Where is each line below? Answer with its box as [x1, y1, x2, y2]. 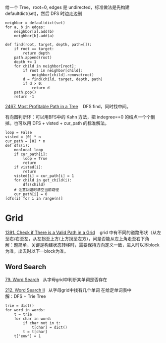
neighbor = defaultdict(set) [5, 20, 65, 25]
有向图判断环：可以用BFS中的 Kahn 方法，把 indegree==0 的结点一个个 [5, 114, 151, 120]
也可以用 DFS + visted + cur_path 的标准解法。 [13, 120, 110, 126]
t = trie [14, 312, 32, 317]
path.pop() [14, 90, 37, 95]
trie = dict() [5, 303, 35, 308]
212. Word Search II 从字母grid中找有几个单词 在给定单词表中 [5, 287, 132, 293]
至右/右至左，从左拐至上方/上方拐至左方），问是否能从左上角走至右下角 [5, 235, 150, 241]
